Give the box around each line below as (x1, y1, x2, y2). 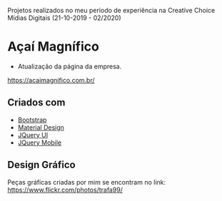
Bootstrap (17, 115, 47, 124)
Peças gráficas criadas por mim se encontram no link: (7, 177, 166, 186)
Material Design (17, 123, 64, 131)
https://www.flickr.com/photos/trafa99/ (7, 185, 123, 194)
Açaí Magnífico (7, 38, 100, 55)
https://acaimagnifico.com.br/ (7, 76, 95, 84)
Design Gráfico (7, 159, 76, 171)
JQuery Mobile (17, 138, 62, 147)
